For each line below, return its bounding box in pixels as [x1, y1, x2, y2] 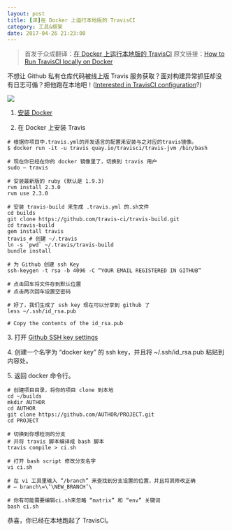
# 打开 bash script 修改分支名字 [7, 458, 96, 465]
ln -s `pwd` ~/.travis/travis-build [7, 241, 114, 248]
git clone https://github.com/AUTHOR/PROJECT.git [7, 411, 155, 419]
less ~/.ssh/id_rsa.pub [7, 308, 77, 315]
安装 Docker [17, 109, 53, 117]
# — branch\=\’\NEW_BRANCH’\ [7, 484, 92, 491]
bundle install [7, 248, 52, 255]
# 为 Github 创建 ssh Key [7, 261, 80, 269]
